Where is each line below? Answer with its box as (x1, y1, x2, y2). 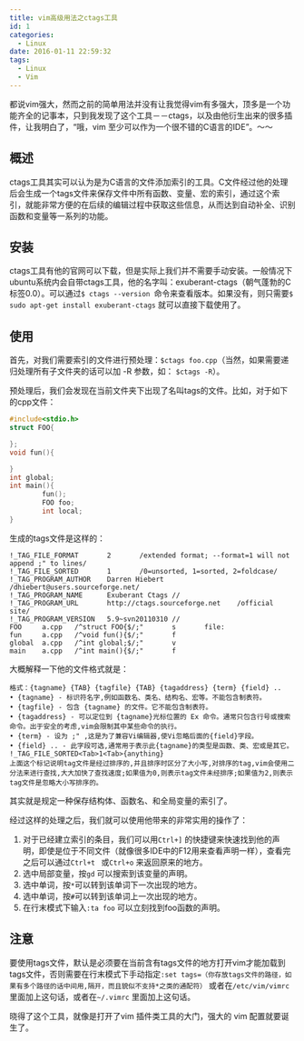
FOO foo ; (42, 498, 75, 507)
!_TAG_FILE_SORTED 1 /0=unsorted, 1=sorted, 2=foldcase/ (9, 566, 279, 576)
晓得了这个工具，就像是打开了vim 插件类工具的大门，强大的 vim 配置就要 (9, 1010, 281, 1021)
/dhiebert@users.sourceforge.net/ (9, 583, 141, 592)
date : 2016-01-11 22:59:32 (9, 47, 112, 56)
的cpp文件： (9, 396, 56, 407)
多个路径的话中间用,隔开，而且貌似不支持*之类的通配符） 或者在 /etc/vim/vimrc (22, 979, 290, 991)
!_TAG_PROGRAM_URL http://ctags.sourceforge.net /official (9, 598, 274, 607)
